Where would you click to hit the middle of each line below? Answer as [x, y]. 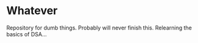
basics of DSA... [27, 34]
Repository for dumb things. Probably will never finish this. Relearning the [99, 28]
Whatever [32, 11]
